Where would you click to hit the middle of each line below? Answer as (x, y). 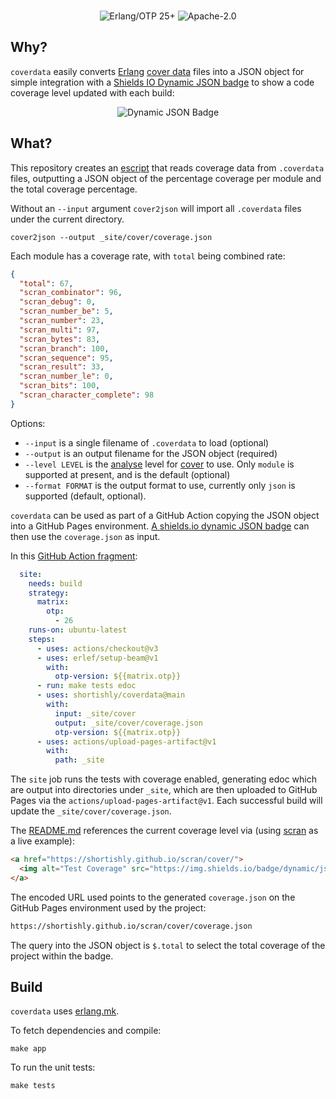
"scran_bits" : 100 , (60, 386)
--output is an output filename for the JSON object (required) (151, 453)
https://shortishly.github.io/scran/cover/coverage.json (131, 926)
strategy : (49, 593)
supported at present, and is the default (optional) (127, 474)
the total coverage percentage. (74, 189)
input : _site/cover (95, 713)
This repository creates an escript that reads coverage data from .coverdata (167, 167)
